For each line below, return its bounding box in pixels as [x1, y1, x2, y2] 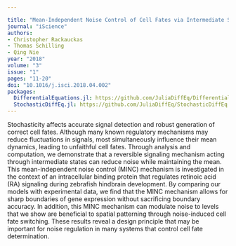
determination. [7, 232, 50, 240]
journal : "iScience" [7, 22, 68, 30]
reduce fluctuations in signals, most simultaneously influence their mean [7, 135, 217, 144]
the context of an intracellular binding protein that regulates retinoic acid [7, 172, 216, 181]
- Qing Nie [7, 49, 39, 56]
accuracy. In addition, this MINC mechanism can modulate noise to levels [7, 203, 219, 210]
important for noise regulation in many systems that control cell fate [7, 225, 204, 233]
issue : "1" [7, 68, 39, 76]
